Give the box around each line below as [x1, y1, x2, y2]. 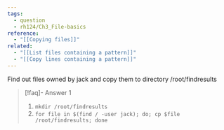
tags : [7, 10, 23, 17]
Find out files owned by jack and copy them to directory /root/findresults [7, 75, 218, 83]
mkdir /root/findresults [34, 103, 108, 110]
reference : [7, 29, 39, 37]
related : [7, 43, 33, 50]
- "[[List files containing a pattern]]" [13, 50, 137, 57]
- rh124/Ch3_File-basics [13, 23, 86, 30]
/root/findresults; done [34, 117, 108, 124]
